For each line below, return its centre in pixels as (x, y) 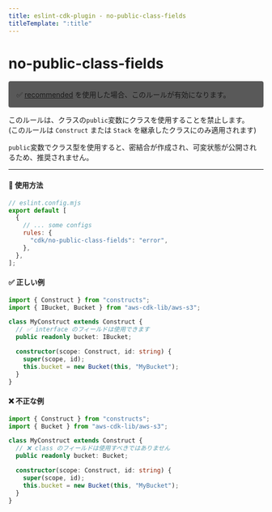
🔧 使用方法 (26, 185)
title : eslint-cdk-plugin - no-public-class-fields (97, 16)
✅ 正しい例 (27, 282)
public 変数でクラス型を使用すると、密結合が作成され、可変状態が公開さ (129, 147)
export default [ (38, 210)
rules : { (38, 233)
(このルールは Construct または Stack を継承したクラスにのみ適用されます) (132, 130)
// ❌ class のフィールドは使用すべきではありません (93, 449)
